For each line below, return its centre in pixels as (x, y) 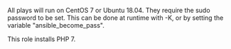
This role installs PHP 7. (42, 39)
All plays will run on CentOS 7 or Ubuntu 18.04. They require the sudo (109, 10)
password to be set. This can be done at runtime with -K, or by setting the (116, 18)
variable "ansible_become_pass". (56, 25)
